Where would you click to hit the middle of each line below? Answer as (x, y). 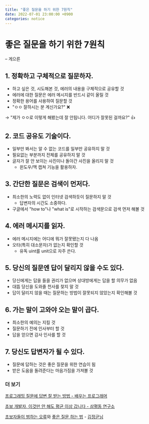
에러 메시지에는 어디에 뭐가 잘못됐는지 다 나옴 (55, 239)
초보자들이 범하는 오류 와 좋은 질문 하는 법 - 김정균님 (54, 417)
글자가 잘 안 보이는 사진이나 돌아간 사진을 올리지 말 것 (63, 161)
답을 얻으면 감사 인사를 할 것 (39, 335)
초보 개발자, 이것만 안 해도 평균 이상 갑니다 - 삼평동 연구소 (60, 406)
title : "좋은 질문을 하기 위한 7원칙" (39, 10)
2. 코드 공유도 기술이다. (38, 136)
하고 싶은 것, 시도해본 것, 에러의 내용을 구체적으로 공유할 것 (68, 89)
